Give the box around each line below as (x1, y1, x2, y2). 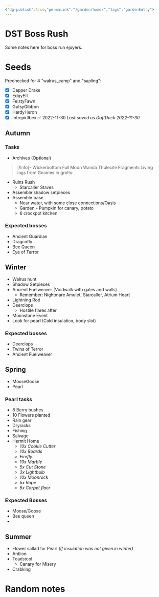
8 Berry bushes (12, 407, 44, 413)
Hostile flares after (19, 307, 57, 313)
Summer (5, 533, 32, 541)
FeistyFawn (12, 98, 36, 104)
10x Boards (19, 448, 43, 454)
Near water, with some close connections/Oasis (19, 200, 116, 206)
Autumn (5, 129, 30, 137)
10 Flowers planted (12, 412, 50, 418)
